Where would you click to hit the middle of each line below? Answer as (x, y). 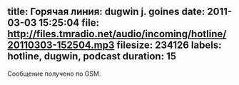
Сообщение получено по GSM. (54, 74)
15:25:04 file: (69, 23)
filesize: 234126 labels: (169, 45)
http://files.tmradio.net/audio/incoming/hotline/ (117, 34)
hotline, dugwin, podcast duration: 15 (92, 56)
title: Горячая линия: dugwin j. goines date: (106, 12)
